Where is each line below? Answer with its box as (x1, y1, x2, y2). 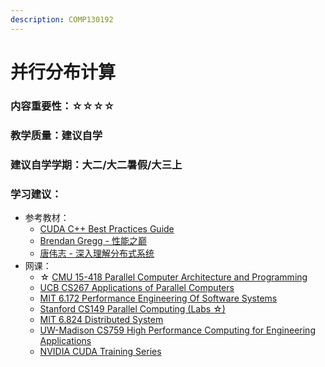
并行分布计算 (10, 61, 117, 83)
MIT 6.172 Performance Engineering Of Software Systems (39, 292, 278, 304)
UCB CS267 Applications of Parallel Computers (39, 281, 235, 293)
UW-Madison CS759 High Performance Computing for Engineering (39, 324, 316, 336)
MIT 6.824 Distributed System (39, 313, 164, 325)
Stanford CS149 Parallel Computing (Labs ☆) (39, 302, 226, 315)
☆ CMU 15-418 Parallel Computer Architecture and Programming (39, 271, 308, 283)
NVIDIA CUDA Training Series (39, 345, 162, 357)
